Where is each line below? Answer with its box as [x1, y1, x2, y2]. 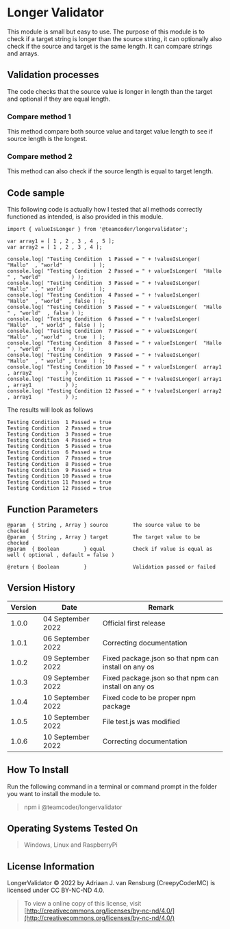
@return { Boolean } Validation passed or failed [7, 563, 216, 570]
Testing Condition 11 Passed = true [7, 479, 112, 486]
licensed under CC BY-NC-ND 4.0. [7, 886, 105, 895]
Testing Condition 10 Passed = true [7, 473, 112, 480]
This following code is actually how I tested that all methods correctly [7, 206, 203, 214]
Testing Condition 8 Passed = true [7, 461, 112, 468]
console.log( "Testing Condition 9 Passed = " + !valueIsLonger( [7, 351, 201, 359]
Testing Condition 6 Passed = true [7, 449, 112, 456]
